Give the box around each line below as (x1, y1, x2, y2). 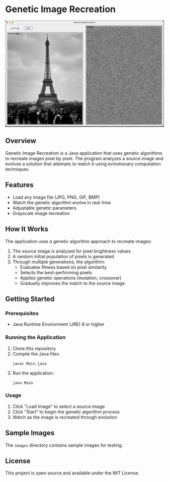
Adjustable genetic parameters (12, 205, 77, 211)
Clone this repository (12, 345, 56, 351)
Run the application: (12, 370, 54, 376)
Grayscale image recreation (12, 210, 70, 216)
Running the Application (5, 334, 66, 341)
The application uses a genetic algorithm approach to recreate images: (5, 238, 152, 244)
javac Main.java (12, 361, 47, 366)
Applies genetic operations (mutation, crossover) (20, 275, 122, 281)
